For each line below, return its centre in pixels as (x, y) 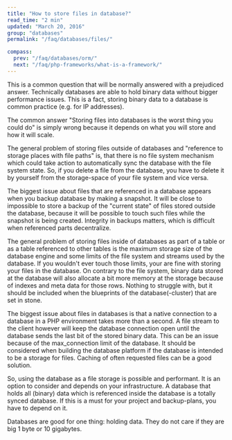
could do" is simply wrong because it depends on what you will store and (111, 127)
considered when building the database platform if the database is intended (115, 350)
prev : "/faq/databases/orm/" (55, 59)
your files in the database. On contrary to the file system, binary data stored (115, 270)
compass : (20, 52)
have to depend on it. (37, 408)
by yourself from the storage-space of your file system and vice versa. (108, 177)
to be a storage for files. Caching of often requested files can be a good (109, 358)
